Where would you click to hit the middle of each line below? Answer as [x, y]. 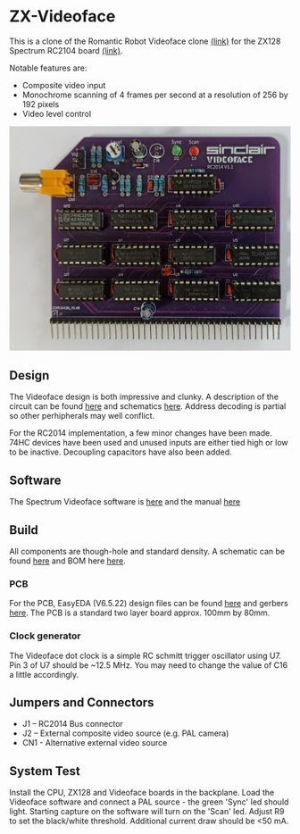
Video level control [57, 113]
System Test [45, 771]
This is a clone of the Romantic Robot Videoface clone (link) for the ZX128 [145, 41]
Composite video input [64, 85]
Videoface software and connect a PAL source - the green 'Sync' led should [149, 802]
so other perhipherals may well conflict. [82, 416]
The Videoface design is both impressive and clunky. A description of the [144, 397]
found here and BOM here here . [68, 561]
